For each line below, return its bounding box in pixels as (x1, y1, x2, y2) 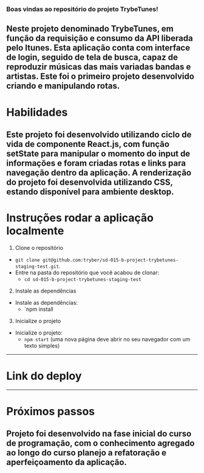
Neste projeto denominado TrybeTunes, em (6, 24, 174, 34)
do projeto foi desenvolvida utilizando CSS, (6, 177, 173, 187)
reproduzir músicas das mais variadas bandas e (6, 62, 191, 72)
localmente (6, 224, 64, 238)
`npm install (24, 305, 53, 313)
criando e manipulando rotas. (6, 81, 120, 91)
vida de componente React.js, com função (6, 139, 170, 149)
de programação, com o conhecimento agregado (6, 438, 195, 449)
